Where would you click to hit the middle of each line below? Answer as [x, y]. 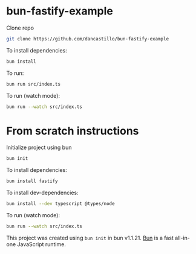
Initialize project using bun [39, 148]
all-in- [183, 238]
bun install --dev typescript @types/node [60, 204]
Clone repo [20, 28]
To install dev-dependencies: [42, 193]
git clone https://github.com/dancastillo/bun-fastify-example [88, 39]
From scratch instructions [73, 131]
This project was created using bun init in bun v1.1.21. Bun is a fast [90, 238]
